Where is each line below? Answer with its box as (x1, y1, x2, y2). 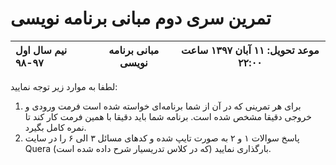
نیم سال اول (15, 43, 68, 57)
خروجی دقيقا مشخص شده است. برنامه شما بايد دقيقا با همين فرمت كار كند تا (24, 110, 312, 122)
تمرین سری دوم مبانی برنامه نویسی (10, 7, 272, 30)
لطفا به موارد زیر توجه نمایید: (10, 80, 118, 92)
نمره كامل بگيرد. (24, 121, 87, 133)
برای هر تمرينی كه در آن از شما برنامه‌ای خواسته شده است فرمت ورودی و (24, 100, 302, 112)
